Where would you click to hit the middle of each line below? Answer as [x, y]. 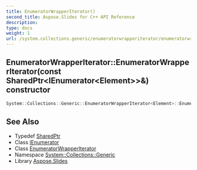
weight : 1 [18, 33]
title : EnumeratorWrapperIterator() [51, 11]
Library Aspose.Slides [41, 161]
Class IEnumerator [37, 142]
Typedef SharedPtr [38, 136]
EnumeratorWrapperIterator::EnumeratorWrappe [98, 62]
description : [22, 22]
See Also [23, 122]
